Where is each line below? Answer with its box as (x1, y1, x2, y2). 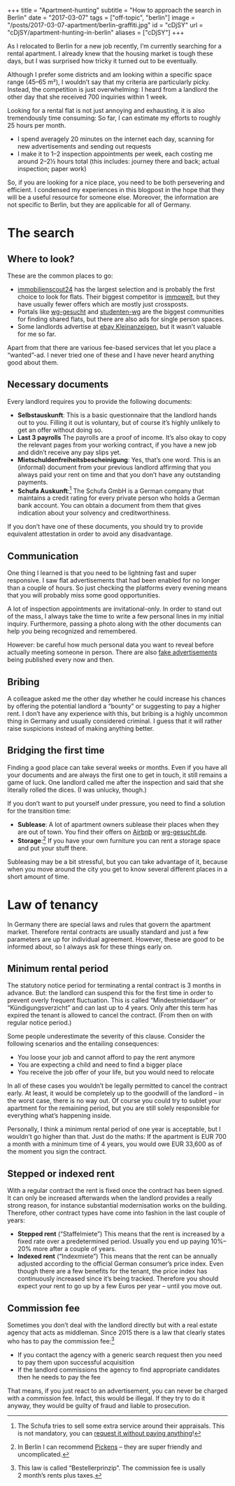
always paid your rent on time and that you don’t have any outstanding (17, 470, 221, 479)
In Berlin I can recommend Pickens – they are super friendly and (17, 1443, 203, 1451)
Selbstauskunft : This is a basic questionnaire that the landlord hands (17, 410, 217, 419)
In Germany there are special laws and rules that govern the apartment (7, 920, 211, 928)
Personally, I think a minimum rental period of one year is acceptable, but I (7, 1125, 222, 1133)
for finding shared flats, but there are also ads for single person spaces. (17, 315, 225, 323)
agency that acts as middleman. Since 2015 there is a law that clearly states (7, 1328, 225, 1337)
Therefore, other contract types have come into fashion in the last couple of (7, 1209, 226, 1217)
